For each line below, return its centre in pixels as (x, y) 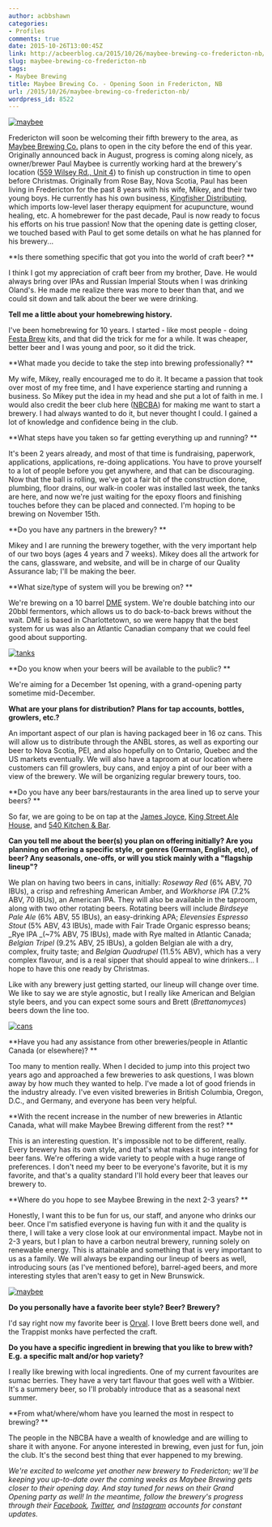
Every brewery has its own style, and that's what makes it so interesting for (134, 1149)
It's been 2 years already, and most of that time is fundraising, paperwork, (132, 454)
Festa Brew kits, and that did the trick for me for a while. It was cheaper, (128, 339)
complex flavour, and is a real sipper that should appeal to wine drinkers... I (134, 960)
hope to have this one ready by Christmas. (79, 969)
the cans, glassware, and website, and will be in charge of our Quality (124, 563)
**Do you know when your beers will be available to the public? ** (119, 669)
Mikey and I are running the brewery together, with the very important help (133, 546)
